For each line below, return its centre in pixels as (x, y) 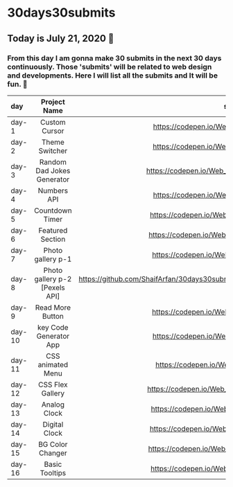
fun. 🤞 (17, 84)
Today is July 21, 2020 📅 (61, 38)
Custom (53, 122)
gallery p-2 (53, 278)
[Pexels (53, 287)
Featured (53, 230)
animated (53, 364)
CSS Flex (53, 384)
